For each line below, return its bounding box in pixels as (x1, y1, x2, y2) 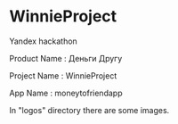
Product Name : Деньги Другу (9, 53, 123, 63)
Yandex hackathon (9, 36, 77, 46)
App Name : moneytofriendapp (9, 87, 123, 98)
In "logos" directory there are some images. (9, 104, 170, 115)
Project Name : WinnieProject (9, 70, 117, 81)
